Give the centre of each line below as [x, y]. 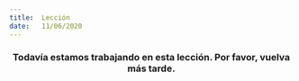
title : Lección [40, 18]
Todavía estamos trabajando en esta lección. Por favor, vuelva [151, 58]
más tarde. [151, 68]
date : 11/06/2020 [46, 26]
